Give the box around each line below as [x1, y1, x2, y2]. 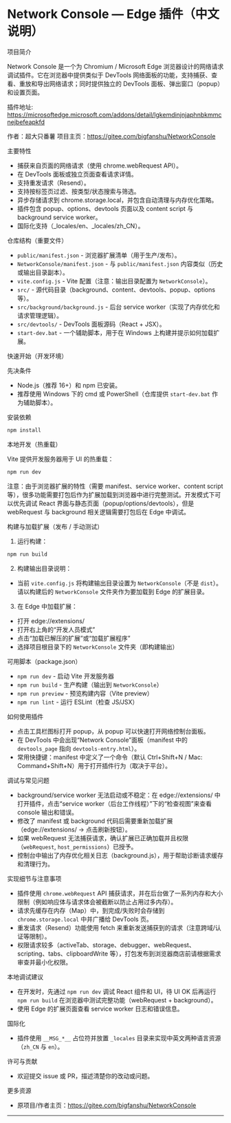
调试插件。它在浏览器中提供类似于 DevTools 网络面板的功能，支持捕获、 [7, 70, 212, 79]
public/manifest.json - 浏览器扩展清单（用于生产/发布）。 [16, 251, 181, 259]
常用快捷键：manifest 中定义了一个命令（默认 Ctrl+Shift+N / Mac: [16, 753, 203, 761]
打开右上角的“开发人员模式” [16, 625, 96, 634]
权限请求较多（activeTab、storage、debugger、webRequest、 [16, 940, 195, 949]
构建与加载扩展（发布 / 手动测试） [7, 522, 103, 531]
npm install [7, 427, 41, 434]
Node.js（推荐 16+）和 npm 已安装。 [16, 381, 122, 389]
